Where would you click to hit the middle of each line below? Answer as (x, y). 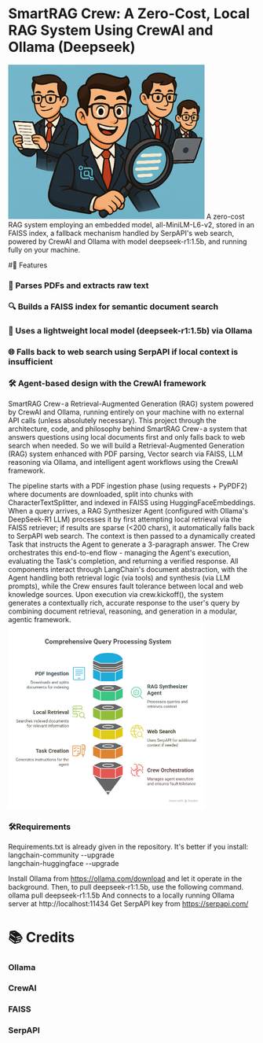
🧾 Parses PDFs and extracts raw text (79, 286)
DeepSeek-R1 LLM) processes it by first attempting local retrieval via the (125, 519)
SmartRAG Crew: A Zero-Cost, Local (129, 14)
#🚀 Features (28, 265)
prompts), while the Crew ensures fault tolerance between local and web (126, 586)
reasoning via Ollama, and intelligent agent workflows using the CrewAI (123, 462)
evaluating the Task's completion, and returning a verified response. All (123, 561)
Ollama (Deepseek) (72, 47)
